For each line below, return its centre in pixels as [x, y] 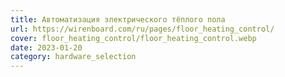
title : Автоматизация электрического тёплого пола [118, 19]
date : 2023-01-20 [46, 47]
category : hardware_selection [73, 57]
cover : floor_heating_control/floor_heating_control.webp [133, 38]
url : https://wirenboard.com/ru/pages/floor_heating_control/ [142, 29]
